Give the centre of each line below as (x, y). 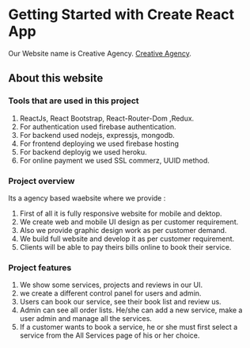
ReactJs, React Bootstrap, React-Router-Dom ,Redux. (107, 118)
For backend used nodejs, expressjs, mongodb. (97, 135)
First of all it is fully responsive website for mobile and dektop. (121, 213)
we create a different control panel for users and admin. (110, 293)
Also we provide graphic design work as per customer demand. (123, 230)
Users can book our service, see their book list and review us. (120, 302)
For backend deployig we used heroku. (83, 151)
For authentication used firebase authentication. (98, 126)
